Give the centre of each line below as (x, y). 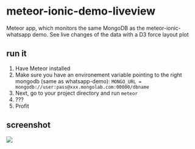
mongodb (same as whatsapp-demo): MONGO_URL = (78, 81)
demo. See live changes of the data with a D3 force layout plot (111, 34)
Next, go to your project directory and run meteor (76, 93)
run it (17, 54)
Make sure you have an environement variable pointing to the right (98, 75)
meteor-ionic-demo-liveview (81, 11)
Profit (22, 106)
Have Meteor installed (43, 68)
